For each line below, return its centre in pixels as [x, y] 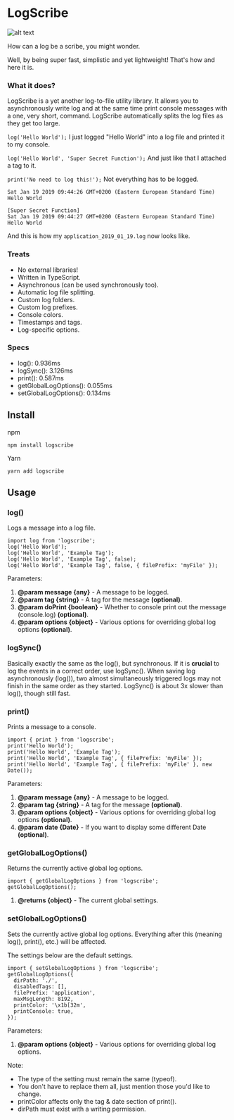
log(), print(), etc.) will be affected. [57, 941]
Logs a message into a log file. [52, 528]
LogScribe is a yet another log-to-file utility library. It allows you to [103, 101]
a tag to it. [22, 166]
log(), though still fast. [39, 693]
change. [29, 1094]
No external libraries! [48, 270]
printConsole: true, [44, 1011]
